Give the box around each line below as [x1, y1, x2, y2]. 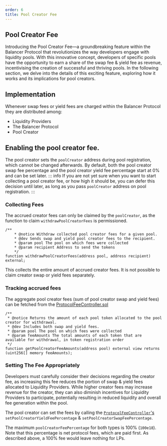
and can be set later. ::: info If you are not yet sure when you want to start [5, 172, 156, 178]
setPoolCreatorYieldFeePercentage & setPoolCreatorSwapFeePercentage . [5, 414, 153, 420]
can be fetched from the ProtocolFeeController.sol [5, 301, 108, 307]
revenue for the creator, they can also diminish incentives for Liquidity [5, 389, 149, 395]
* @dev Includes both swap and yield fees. [7, 324, 99, 329]
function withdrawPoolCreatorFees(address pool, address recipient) [5, 253, 151, 259]
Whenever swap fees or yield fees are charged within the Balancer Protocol [5, 103, 161, 109]
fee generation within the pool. [5, 399, 68, 405]
